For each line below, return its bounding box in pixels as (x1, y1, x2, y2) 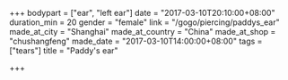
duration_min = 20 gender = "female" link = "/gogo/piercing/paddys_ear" (9, 17, 280, 28)
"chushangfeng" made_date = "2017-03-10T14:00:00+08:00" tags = (9, 36, 263, 46)
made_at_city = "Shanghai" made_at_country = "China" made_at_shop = (9, 27, 276, 36)
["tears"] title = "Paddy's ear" (9, 45, 118, 56)
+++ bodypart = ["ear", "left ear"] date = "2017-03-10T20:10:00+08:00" (9, 8, 275, 18)
